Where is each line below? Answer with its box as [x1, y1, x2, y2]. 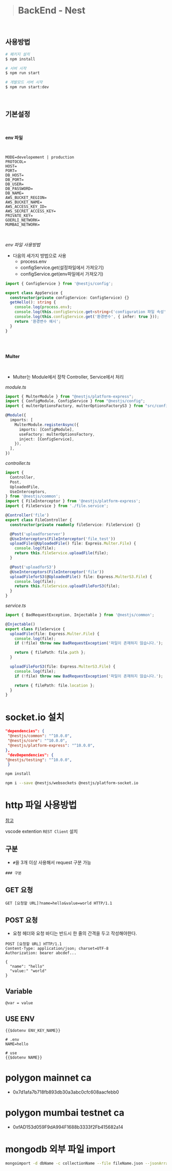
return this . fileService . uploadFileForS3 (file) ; [14, 583, 120, 589]
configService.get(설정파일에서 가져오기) [20, 264, 104, 270]
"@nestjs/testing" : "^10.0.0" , [5, 757, 72, 763]
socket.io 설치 [5, 711, 65, 723]
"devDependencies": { [7, 752, 54, 757]
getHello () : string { [10, 300, 56, 305]
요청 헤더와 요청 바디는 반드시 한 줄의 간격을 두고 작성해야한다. [12, 930, 137, 936]
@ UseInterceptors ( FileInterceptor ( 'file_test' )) [10, 536, 116, 541]
